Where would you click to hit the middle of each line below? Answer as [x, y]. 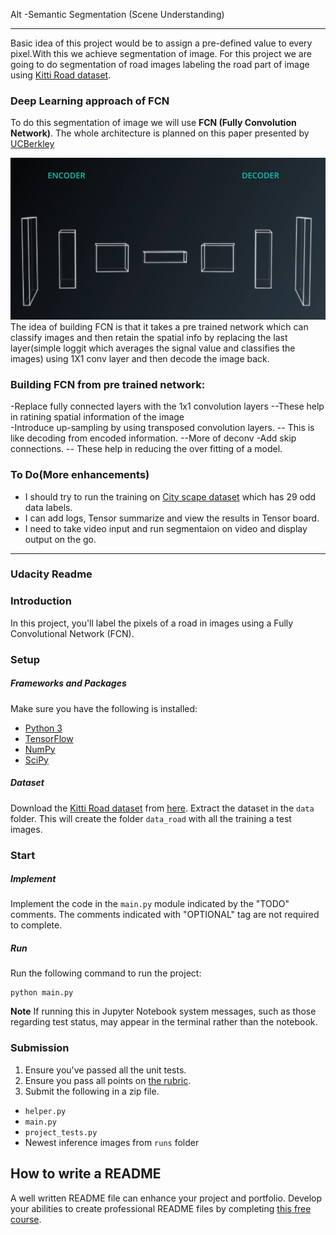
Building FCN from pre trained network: [108, 384]
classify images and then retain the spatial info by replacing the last [149, 337]
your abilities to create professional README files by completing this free [161, 1208]
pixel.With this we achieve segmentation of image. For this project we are [161, 53]
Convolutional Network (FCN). [72, 633]
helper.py [45, 1111]
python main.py [42, 993]
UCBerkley [32, 144]
